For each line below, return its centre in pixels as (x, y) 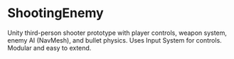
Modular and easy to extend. (49, 48)
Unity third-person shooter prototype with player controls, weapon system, (117, 33)
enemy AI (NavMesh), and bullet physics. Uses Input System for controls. (115, 40)
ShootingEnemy (56, 13)
